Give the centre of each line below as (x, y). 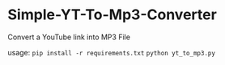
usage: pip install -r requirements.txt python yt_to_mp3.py (112, 52)
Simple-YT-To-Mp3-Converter (112, 15)
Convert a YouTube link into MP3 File (69, 37)
